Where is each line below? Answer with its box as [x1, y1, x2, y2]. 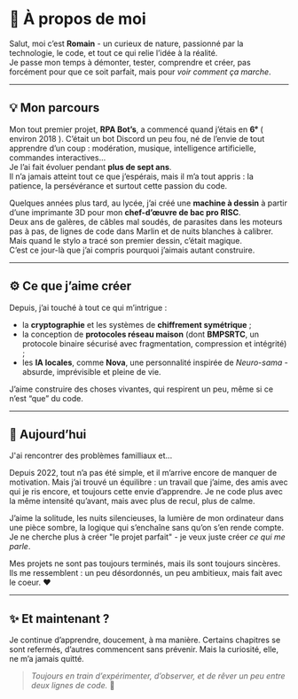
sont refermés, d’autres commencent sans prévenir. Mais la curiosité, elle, [9, 644, 279, 655]
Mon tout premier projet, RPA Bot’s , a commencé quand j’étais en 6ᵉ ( [9, 124, 263, 135]
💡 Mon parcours [9, 100, 100, 115]
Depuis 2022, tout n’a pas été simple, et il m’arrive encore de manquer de [9, 468, 278, 478]
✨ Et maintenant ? [9, 611, 110, 626]
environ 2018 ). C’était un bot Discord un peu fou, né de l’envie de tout [9, 133, 265, 144]
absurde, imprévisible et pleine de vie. [21, 366, 161, 377]
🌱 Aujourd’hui [9, 426, 87, 442]
